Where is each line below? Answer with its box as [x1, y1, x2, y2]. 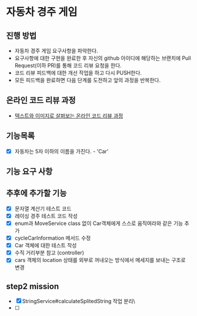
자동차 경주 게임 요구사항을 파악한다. [14, 48, 98, 54]
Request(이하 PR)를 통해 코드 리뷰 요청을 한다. [14, 62, 122, 69]
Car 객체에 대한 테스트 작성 [14, 242, 77, 249]
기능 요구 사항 [6, 167, 53, 177]
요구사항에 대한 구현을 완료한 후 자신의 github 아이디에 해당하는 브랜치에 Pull [14, 55, 191, 62]
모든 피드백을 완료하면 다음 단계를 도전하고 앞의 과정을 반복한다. [14, 77, 161, 83]
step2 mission [6, 281, 59, 291]
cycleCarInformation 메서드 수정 [14, 234, 91, 241]
